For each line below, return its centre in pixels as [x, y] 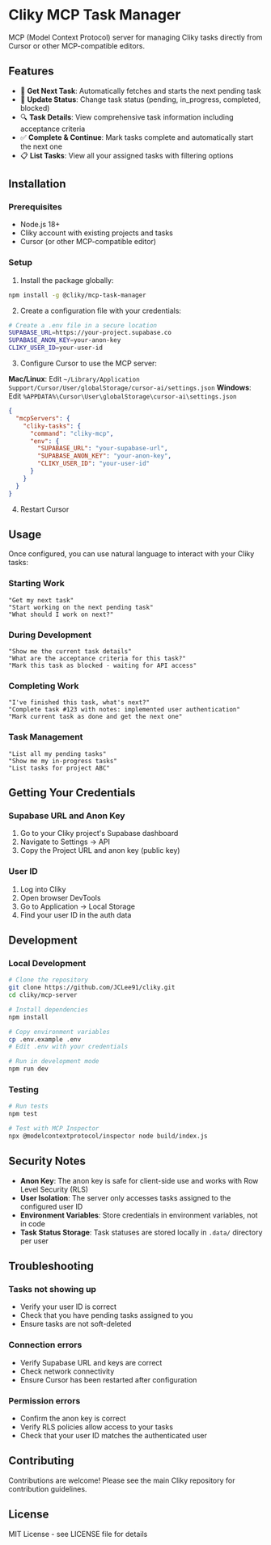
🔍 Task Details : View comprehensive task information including [127, 117]
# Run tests [28, 1106]
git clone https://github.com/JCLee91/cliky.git [92, 988]
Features [31, 72]
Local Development [47, 963]
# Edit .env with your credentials [68, 1047]
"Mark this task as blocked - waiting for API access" [103, 666]
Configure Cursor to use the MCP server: [89, 363]
